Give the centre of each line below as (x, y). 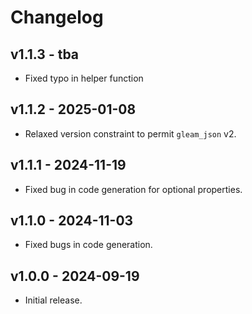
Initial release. (53, 300)
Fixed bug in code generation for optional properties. (133, 189)
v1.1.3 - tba (45, 54)
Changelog (57, 17)
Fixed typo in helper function (84, 78)
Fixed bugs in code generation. (88, 245)
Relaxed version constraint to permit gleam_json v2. (130, 133)
